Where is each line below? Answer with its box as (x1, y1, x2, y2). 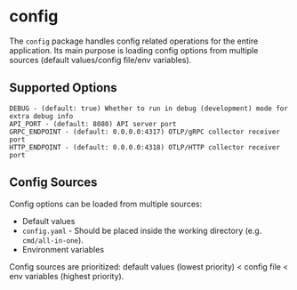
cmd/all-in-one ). (21, 234, 84, 246)
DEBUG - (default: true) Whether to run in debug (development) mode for (9, 104, 289, 113)
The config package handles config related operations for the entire (9, 36, 259, 46)
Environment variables (21, 244, 105, 254)
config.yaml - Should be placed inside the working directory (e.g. (21, 225, 262, 236)
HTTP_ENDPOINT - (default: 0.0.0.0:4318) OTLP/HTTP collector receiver (9, 142, 280, 152)
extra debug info (9, 111, 74, 121)
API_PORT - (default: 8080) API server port (9, 119, 177, 128)
